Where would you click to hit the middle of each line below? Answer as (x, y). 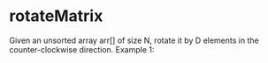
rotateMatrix (56, 16)
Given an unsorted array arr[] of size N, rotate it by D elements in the (134, 40)
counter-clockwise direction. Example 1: (82, 49)
